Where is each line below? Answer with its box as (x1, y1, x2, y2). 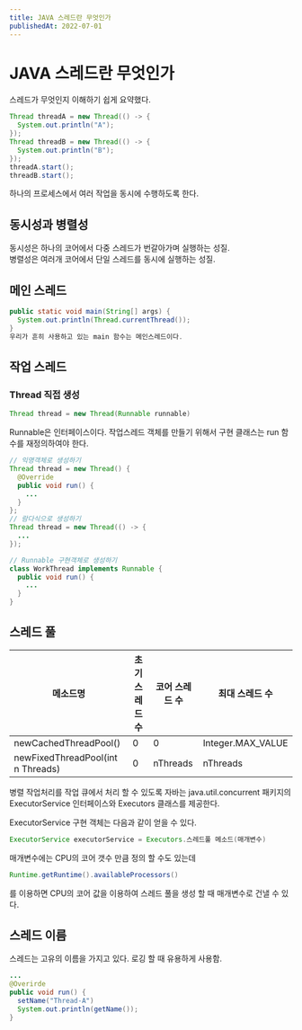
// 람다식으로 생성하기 (9, 514, 82, 524)
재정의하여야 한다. (25, 438, 89, 449)
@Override (17, 473, 54, 482)
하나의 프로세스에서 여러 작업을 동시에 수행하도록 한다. (9, 188, 200, 199)
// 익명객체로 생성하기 (9, 456, 82, 466)
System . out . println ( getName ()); (17, 1004, 139, 1014)
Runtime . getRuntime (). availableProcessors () (9, 870, 179, 879)
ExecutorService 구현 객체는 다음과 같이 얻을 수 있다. (9, 817, 198, 828)
